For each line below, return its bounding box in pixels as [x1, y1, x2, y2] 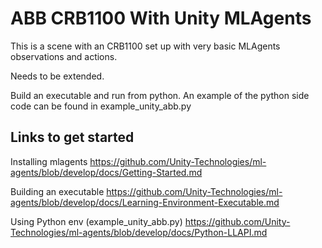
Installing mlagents [10, 155, 88, 167]
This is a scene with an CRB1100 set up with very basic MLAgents [10, 40, 281, 52]
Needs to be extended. [10, 70, 105, 82]
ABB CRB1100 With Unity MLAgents [10, 7, 312, 30]
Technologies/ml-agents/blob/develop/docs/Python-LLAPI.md [10, 226, 268, 238]
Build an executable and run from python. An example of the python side [10, 89, 310, 101]
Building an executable [10, 185, 105, 197]
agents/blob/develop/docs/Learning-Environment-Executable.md [10, 196, 280, 208]
